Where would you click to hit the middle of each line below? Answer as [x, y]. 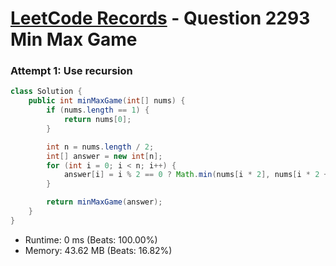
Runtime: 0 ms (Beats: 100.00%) [91, 239]
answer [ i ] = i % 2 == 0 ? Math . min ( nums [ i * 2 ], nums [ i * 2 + [196, 175]
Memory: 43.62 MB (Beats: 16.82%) [98, 250]
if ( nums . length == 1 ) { [98, 110]
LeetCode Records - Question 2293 [160, 18]
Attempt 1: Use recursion [71, 71]
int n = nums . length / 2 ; [100, 147]
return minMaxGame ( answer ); [104, 202]
